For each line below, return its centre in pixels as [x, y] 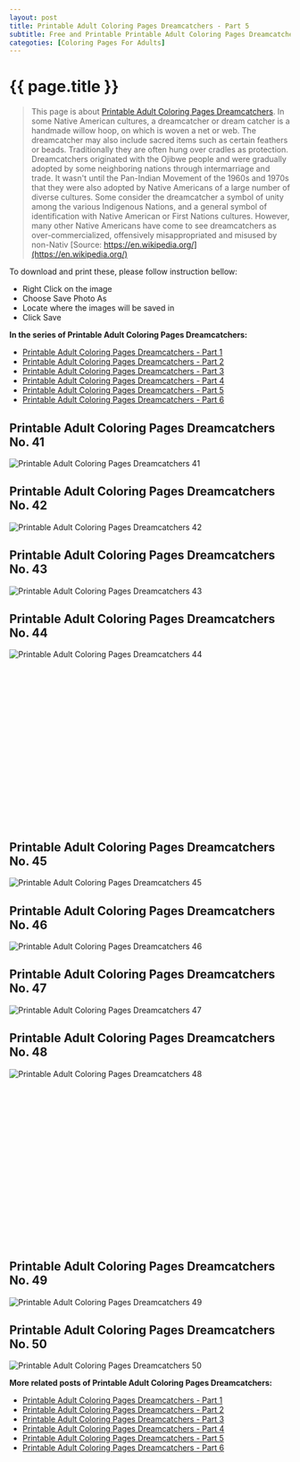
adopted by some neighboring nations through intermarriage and [150, 169]
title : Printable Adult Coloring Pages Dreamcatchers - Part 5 [129, 26]
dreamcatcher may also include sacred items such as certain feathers [159, 141]
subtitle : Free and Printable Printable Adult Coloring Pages [127, 34]
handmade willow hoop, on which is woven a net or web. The [144, 131]
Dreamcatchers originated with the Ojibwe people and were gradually [159, 159]
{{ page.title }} [64, 87]
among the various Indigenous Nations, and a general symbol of [149, 207]
